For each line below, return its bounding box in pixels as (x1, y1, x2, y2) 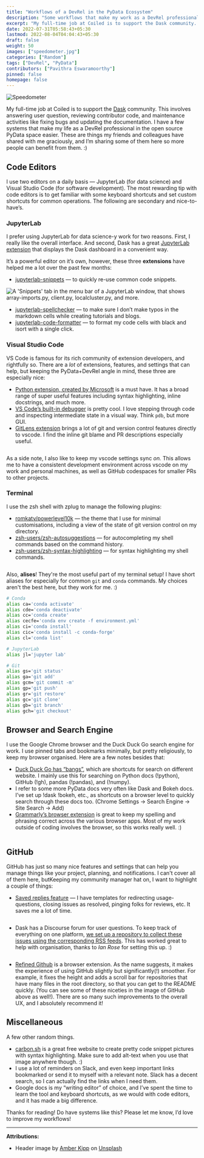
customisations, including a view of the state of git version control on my (15, 521, 197, 528)
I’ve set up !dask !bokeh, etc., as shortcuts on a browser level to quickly (15, 791, 194, 799)
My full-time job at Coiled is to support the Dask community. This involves (6, 105, 191, 113)
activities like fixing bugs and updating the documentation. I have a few (6, 118, 184, 125)
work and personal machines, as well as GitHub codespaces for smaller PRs (6, 467, 197, 475)
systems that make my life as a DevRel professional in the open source (6, 125, 183, 132)
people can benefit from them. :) (6, 144, 87, 152)
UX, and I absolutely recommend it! (15, 1000, 103, 1007)
